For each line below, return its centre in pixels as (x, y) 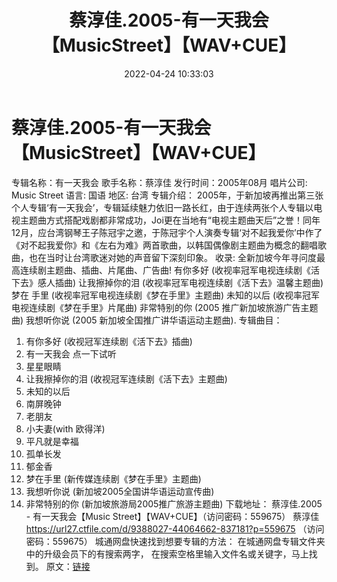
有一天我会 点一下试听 (71, 353)
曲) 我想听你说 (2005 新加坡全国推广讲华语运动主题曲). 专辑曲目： (147, 320)
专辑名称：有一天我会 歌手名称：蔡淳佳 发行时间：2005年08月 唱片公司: (159, 182)
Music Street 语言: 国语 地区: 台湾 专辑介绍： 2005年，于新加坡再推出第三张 (167, 195)
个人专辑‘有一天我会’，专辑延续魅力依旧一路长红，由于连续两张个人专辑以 (162, 207)
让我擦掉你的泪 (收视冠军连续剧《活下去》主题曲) (126, 378)
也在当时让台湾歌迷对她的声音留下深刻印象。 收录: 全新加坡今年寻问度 (172, 257)
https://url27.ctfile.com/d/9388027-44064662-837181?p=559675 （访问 (175, 528)
